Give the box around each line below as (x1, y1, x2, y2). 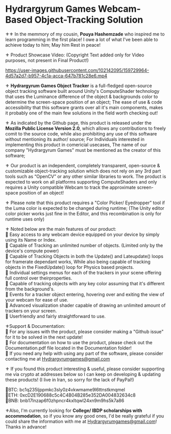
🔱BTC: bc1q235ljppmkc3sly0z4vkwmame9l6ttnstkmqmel (5, 386, 125, 392)
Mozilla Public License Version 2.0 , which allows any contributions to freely (5, 125, 166, 131)
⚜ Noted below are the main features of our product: (5, 226, 116, 232)
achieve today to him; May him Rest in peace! (5, 42, 101, 48)
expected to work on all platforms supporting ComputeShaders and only (5, 179, 157, 185)
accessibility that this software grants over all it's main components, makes (5, 104, 163, 110)
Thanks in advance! (5, 424, 47, 430)
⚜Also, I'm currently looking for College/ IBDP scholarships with (5, 407, 142, 413)
